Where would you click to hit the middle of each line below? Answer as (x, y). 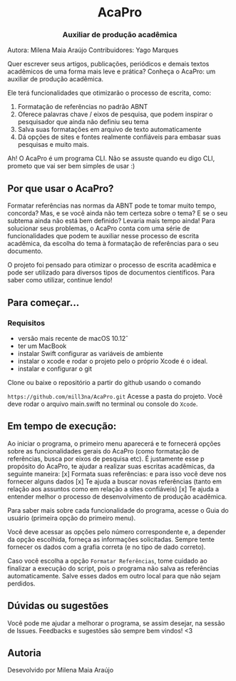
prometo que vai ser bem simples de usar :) (71, 166)
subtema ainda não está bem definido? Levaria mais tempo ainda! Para (111, 221)
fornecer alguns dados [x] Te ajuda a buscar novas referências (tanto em (115, 481)
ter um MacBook (42, 346)
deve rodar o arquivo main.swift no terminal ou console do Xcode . (103, 404)
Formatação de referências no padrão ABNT (83, 107)
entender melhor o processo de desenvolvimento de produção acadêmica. (117, 496)
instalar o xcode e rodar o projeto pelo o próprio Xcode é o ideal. (113, 361)
